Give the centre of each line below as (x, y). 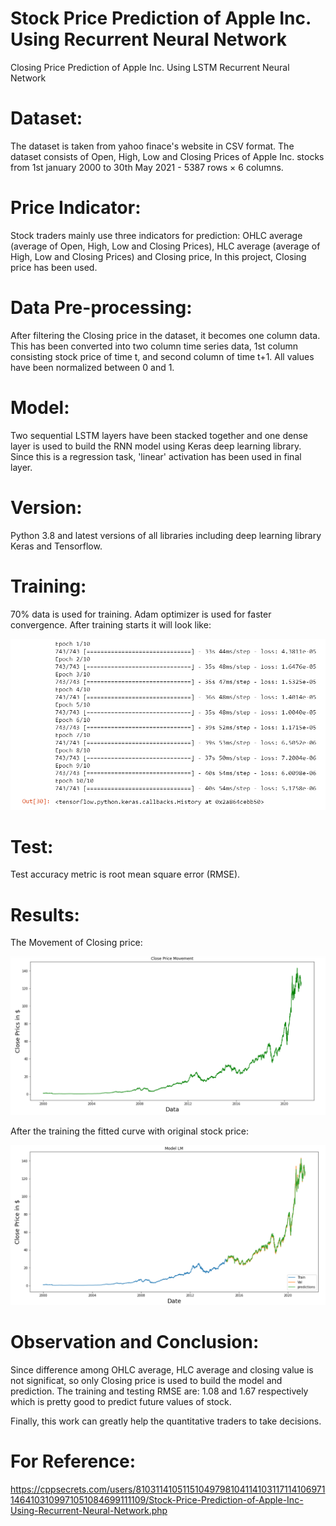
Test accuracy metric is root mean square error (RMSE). (125, 874)
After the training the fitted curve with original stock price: (130, 1131)
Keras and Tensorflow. (56, 546)
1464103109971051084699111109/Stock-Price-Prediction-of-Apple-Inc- (157, 1500)
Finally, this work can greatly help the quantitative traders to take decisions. (166, 1421)
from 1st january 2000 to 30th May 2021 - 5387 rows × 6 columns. (147, 167)
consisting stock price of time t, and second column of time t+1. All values (162, 356)
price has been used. (54, 267)
